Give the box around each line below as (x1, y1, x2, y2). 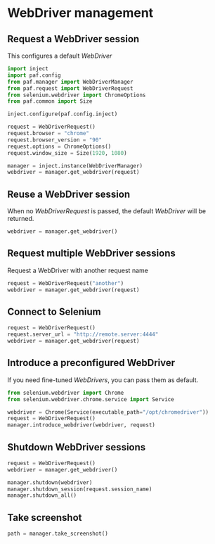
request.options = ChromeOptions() (7, 143, 112, 150)
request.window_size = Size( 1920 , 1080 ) (7, 149, 128, 156)
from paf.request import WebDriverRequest (7, 84, 133, 92)
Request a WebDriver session (7, 33, 140, 45)
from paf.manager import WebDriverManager (7, 78, 133, 85)
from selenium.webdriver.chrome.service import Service (7, 396, 174, 403)
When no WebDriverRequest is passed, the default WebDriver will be (7, 207, 207, 215)
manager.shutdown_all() (7, 492, 77, 499)
